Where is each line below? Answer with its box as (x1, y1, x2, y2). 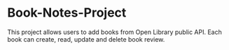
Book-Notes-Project (7, 5, 127, 21)
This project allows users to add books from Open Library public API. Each (7, 28, 222, 36)
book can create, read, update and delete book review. (7, 35, 165, 43)
